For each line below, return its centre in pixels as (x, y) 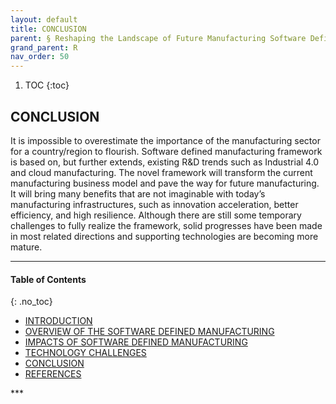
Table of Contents (48, 279)
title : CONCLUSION (48, 29)
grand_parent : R (44, 47)
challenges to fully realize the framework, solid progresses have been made (166, 225)
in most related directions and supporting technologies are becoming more (164, 236)
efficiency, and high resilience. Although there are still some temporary (156, 215)
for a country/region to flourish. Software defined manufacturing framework (166, 151)
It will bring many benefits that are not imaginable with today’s (138, 193)
